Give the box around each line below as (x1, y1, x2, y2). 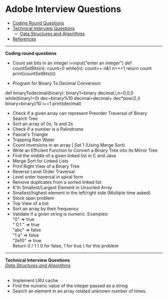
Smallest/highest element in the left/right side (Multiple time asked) (12, 190, 151, 196)
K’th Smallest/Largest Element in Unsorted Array (12, 184, 112, 190)
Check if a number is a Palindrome (12, 126, 83, 132)
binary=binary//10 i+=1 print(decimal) (5, 100, 81, 106)
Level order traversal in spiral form (12, 174, 83, 180)
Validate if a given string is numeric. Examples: (12, 211, 109, 217)
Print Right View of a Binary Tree (12, 163, 80, 169)
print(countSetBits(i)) (12, 70, 56, 76)
